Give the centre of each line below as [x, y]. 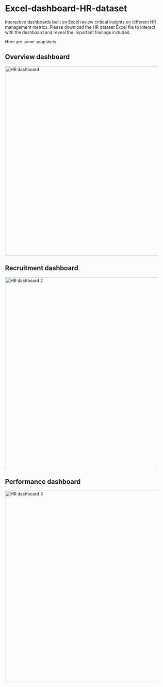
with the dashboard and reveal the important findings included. [68, 32]
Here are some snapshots [31, 41]
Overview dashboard [38, 57]
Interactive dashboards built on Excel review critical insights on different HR [81, 22]
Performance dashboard [43, 482]
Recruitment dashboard [42, 268]
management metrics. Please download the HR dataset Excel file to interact [80, 27]
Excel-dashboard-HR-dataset [66, 9]
